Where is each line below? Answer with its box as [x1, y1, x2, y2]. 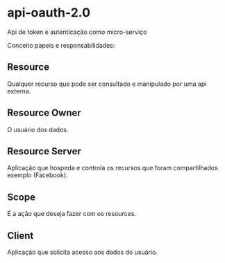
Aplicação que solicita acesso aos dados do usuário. [7, 248, 158, 256]
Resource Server [7, 145, 82, 157]
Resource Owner [7, 107, 81, 119]
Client [7, 230, 34, 242]
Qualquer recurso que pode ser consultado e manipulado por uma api [7, 80, 207, 88]
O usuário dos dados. [7, 125, 69, 134]
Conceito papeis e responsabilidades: [7, 41, 115, 49]
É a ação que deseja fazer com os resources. [7, 210, 137, 218]
